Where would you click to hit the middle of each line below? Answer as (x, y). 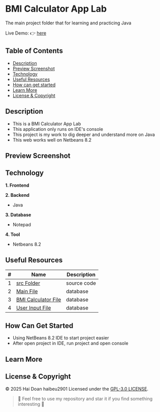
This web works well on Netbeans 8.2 (52, 140)
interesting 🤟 (31, 404)
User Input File (34, 307)
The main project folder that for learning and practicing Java (68, 23)
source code (81, 283)
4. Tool (13, 234)
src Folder (28, 283)
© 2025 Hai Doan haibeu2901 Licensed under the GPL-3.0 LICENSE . (77, 389)
